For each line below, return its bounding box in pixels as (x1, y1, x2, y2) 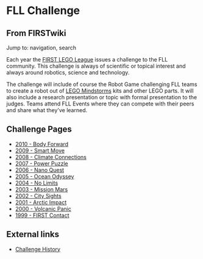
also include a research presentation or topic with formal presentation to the (6, 94, 198, 101)
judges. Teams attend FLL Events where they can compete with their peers (6, 100, 194, 107)
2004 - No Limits (15, 179, 59, 186)
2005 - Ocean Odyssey (15, 172, 74, 180)
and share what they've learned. (6, 107, 88, 113)
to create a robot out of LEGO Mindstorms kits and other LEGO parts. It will (6, 87, 194, 94)
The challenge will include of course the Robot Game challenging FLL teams (6, 80, 198, 88)
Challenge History (15, 245, 61, 253)
